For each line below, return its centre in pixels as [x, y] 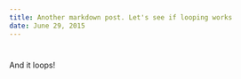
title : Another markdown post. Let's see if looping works [121, 17]
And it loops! [32, 65]
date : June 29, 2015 [48, 26]
